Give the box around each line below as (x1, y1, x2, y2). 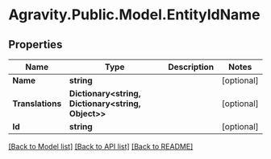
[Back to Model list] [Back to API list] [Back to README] (8, 142, 194, 151)
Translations (12, 98, 62, 109)
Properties (8, 38, 63, 51)
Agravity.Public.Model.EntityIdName (8, 6, 261, 24)
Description (168, 62, 215, 72)
